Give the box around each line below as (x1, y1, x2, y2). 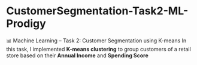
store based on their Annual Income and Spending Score (6, 52, 148, 59)
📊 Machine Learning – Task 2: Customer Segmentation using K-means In (6, 37, 187, 44)
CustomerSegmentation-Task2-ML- (6, 4, 189, 18)
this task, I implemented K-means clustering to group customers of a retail (6, 45, 192, 52)
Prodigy (6, 17, 46, 30)
